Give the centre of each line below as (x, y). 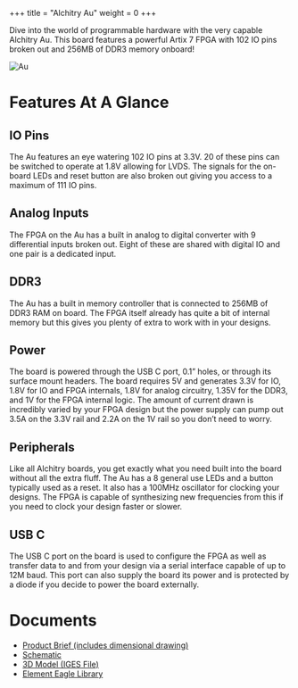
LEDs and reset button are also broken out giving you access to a (153, 176)
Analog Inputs (49, 213)
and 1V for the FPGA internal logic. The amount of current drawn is (132, 400)
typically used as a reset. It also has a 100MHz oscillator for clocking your (145, 488)
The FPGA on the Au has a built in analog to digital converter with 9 (132, 235)
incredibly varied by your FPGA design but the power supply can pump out (146, 410)
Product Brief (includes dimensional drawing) (105, 645)
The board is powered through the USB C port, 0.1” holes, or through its (141, 372)
